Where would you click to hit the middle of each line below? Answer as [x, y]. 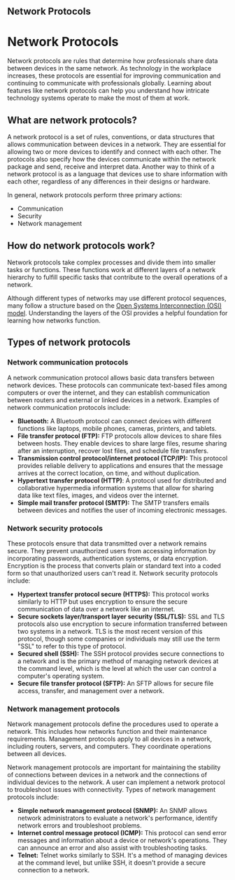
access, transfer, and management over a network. [91, 690]
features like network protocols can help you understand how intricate [108, 91]
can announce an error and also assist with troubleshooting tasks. [112, 848]
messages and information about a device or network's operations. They [122, 840]
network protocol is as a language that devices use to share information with [117, 174]
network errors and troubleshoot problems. [79, 825]
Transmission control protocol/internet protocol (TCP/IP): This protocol [122, 458]
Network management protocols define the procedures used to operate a [113, 724]
